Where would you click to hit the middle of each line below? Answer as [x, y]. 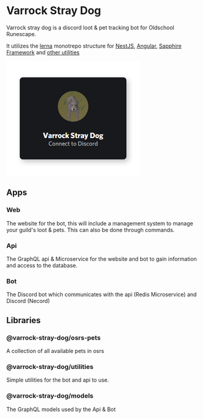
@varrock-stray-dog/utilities [50, 366]
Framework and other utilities [43, 52]
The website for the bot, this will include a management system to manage [100, 223]
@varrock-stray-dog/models [50, 396]
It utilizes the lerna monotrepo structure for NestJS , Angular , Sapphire [94, 46]
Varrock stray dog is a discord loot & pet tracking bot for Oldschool [91, 27]
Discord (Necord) [28, 301]
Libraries [23, 320]
